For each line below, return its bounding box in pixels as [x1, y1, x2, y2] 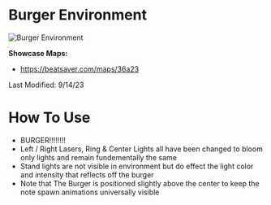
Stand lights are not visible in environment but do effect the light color [19, 161, 254, 171]
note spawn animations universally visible [19, 187, 160, 197]
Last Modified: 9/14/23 [8, 80, 84, 89]
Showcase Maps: [8, 48, 68, 58]
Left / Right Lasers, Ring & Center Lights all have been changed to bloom [19, 144, 264, 154]
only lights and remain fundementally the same [19, 152, 177, 162]
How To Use [8, 108, 91, 127]
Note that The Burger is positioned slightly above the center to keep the [19, 178, 260, 188]
